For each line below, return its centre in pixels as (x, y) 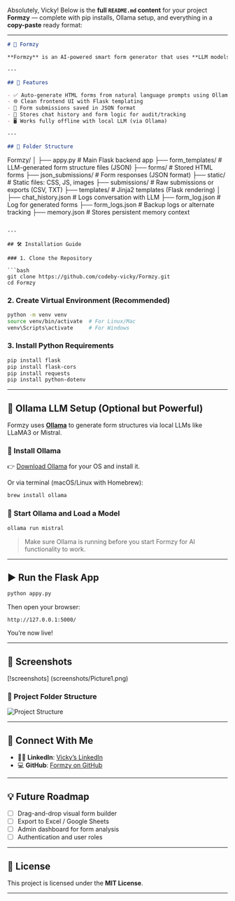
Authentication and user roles (60, 837)
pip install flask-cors (42, 367)
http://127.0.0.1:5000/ (42, 620)
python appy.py (29, 594)
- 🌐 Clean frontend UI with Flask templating (75, 102)
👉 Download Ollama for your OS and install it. (74, 466)
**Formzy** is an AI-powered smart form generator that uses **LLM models (119, 57)
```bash (19, 270)
